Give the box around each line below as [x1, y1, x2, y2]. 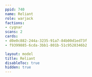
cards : [5, 34, 18, 39]
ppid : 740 [5, 7, 25, 12]
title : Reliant [5, 56, 36, 61]
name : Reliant [5, 12, 34, 16]
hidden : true [5, 65, 31, 70]
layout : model [5, 51, 34, 56]
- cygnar [5, 25, 23, 30]
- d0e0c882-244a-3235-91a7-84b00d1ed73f [5, 38, 88, 43]
